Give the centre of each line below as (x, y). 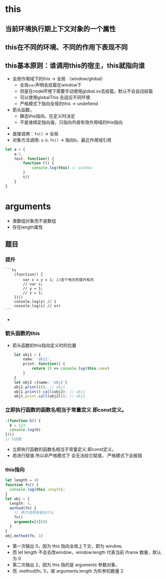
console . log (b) (25, 430)
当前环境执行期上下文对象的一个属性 (60, 29)
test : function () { (34, 159)
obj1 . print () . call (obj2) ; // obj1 (50, 392)
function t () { (39, 163)
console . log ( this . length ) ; (37, 490)
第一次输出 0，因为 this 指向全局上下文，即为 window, (67, 546)
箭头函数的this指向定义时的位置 (44, 345)
